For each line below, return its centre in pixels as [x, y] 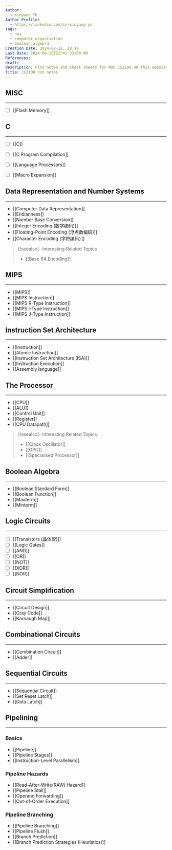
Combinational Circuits [43, 635]
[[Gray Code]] [27, 613]
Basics [14, 738]
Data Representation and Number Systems [75, 192]
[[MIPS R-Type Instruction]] [41, 303]
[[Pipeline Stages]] [33, 755]
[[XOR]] [21, 568]
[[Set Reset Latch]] [33, 696]
